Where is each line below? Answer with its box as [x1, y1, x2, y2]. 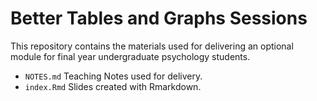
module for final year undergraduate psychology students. [10, 50, 251, 62]
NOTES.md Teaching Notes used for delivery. [24, 70, 203, 82]
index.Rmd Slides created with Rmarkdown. [24, 80, 202, 92]
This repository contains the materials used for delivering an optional [10, 40, 294, 52]
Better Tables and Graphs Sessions [10, 7, 308, 30]
